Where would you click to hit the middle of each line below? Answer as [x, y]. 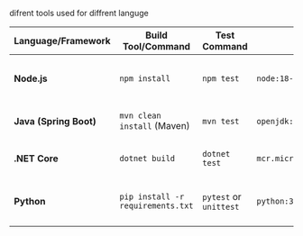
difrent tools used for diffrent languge [79, 13]
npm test [221, 79]
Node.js [31, 78]
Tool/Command [156, 46]
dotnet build [147, 158]
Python [30, 201]
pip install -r [152, 197]
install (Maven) [155, 126]
